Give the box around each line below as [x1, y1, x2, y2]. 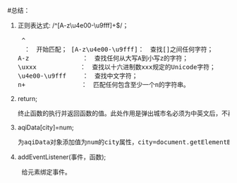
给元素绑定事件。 [21, 168, 72, 176]
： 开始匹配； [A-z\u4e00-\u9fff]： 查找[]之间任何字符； [23, 45, 214, 53]
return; [17, 95, 37, 102]
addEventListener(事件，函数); [17, 153, 107, 161]
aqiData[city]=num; [17, 123, 74, 131]
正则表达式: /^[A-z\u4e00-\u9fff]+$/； [17, 21, 129, 30]
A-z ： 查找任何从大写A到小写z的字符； [17, 54, 189, 62]
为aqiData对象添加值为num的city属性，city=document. [17, 138, 190, 146]
